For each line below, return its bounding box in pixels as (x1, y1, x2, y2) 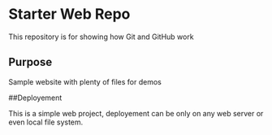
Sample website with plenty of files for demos (8, 76, 162, 86)
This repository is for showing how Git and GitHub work (8, 32, 194, 41)
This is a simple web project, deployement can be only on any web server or (8, 108, 264, 118)
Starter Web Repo (8, 5, 131, 24)
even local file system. (8, 117, 84, 127)
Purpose (8, 55, 53, 69)
